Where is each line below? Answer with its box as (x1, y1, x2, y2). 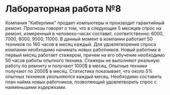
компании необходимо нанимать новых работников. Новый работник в (5, 46, 161, 53)
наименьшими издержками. (5, 84, 67, 90)
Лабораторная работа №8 (5, 3, 121, 15)
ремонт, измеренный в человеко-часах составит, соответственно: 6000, (5, 30, 164, 36)
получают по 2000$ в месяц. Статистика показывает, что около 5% (5, 68, 153, 74)
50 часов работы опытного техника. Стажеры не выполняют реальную (5, 57, 160, 63)
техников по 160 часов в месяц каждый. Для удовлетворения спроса (5, 41, 156, 47)
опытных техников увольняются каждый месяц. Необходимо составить (5, 73, 162, 79)
